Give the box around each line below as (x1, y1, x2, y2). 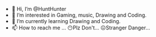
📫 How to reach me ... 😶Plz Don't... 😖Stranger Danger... (11, 24, 151, 31)
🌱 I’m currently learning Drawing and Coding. (11, 18, 121, 24)
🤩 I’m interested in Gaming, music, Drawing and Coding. (11, 12, 147, 18)
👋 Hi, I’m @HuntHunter (11, 6, 66, 12)
